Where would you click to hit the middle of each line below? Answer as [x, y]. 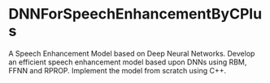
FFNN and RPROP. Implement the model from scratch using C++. [117, 70]
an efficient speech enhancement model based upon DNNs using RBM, [128, 62]
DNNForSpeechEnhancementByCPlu [135, 14]
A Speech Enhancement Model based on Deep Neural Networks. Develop [132, 53]
